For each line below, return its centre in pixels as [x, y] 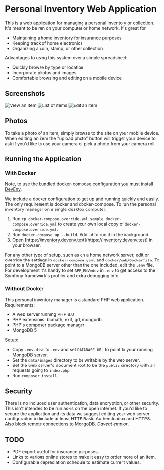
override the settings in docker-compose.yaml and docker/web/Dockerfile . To [82, 260]
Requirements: [20, 305]
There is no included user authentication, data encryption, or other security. [82, 403]
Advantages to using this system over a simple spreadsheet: [66, 57]
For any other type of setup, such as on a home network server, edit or [77, 255]
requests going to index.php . [41, 370]
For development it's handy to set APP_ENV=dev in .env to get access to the [80, 270]
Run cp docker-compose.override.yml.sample [58, 219]
